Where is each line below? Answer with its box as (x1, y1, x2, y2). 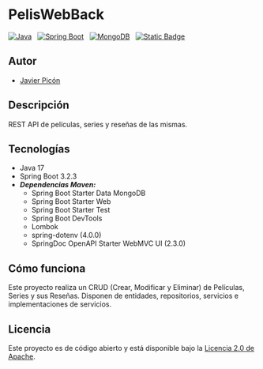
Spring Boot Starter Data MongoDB (31, 188, 146, 198)
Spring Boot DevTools (31, 213, 103, 223)
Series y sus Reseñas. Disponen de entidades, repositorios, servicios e (8, 291, 239, 301)
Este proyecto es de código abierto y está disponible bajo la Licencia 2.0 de (8, 344, 255, 352)
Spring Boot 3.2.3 (19, 171, 77, 181)
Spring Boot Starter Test (31, 205, 111, 215)
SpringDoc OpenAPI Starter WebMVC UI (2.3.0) (31, 239, 186, 248)
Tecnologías (8, 142, 70, 156)
